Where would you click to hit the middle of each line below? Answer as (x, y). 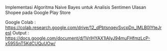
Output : (21, 33)
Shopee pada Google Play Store (38, 12)
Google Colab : (20, 22)
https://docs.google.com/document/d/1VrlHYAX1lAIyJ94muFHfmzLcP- (78, 38)
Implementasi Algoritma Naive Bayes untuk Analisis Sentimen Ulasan (76, 7)
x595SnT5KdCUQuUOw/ (30, 43)
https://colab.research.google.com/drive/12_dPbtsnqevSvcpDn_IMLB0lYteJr (83, 27)
